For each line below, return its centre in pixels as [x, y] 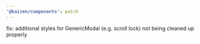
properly [17, 34]
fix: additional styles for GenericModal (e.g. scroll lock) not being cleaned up [100, 28]
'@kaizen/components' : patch [42, 11]
